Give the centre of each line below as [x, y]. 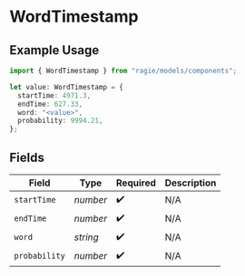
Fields [27, 157]
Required [136, 183]
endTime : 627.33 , [50, 104]
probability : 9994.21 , [60, 121]
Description [191, 183]
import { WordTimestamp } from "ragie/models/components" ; [123, 71]
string [87, 237]
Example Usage [54, 50]
